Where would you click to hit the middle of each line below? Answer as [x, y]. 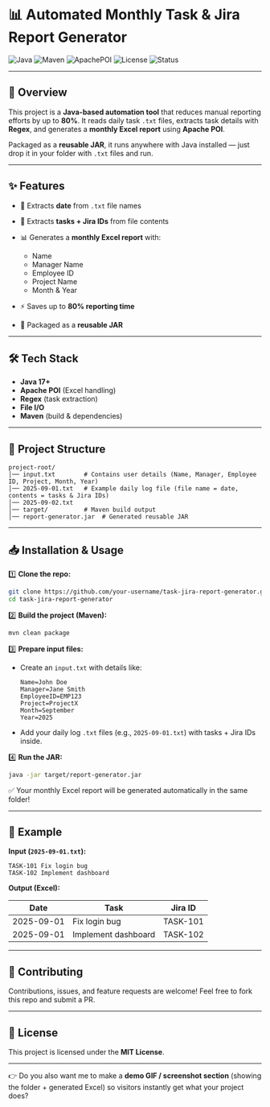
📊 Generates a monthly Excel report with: [90, 237]
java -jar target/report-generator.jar [75, 774]
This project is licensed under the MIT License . [86, 1051]
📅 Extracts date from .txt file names [81, 205]
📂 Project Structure [57, 449]
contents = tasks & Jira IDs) [59, 496]
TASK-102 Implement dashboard [59, 874]
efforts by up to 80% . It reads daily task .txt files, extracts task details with [133, 120]
